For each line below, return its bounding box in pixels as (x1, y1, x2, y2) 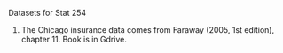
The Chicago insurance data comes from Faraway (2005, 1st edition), (20, 25, 275, 34)
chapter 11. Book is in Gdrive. (20, 34, 128, 44)
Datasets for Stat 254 (8, 8, 87, 18)
